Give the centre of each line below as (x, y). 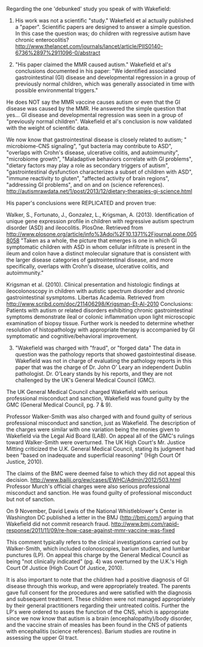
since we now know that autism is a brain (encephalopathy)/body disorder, (99, 618)
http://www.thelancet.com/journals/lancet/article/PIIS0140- (89, 46)
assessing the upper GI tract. (42, 638)
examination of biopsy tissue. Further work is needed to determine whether (100, 323)
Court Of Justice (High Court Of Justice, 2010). (65, 568)
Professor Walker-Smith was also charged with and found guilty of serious (99, 416)
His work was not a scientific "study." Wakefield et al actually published (104, 20)
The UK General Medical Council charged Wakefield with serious (87, 392)
